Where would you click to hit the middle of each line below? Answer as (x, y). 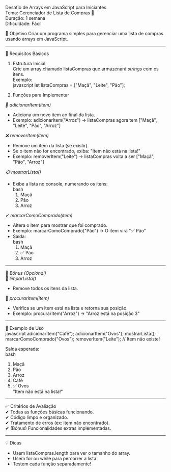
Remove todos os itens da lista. (45, 288)
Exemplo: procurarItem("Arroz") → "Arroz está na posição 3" (76, 313)
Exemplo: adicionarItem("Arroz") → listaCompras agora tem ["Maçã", (85, 120)
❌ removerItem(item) (27, 135)
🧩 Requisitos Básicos (27, 54)
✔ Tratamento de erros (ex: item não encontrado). (58, 423)
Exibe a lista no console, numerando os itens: (60, 184)
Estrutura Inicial (29, 63)
